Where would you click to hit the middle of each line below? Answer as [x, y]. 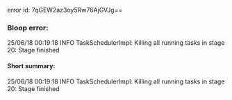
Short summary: [31, 66]
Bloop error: [28, 28]
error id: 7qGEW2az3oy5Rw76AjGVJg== [65, 10]
